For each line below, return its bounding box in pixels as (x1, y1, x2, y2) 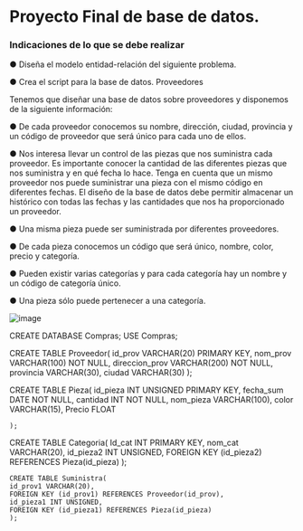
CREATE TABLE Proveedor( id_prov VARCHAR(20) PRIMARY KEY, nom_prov (9, 348, 292, 359)
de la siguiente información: (9, 104, 113, 115)
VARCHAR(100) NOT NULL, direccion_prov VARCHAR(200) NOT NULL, (9, 357, 274, 368)
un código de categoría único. (9, 278, 121, 289)
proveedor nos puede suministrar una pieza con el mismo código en (9, 177, 264, 188)
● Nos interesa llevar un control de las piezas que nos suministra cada (9, 148, 273, 159)
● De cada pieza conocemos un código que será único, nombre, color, (9, 242, 274, 252)
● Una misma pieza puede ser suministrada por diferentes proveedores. (9, 223, 279, 234)
